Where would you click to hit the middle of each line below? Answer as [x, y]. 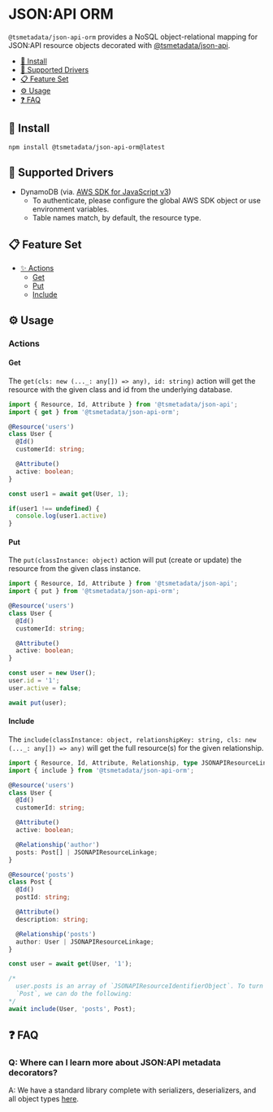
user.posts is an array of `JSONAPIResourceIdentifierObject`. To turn [140, 986]
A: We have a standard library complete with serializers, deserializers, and [132, 1090]
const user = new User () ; [52, 673]
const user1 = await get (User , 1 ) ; [69, 494]
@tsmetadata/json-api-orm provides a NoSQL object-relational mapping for [133, 37]
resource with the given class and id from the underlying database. [121, 389]
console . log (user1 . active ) [61, 516]
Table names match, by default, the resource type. [117, 218]
